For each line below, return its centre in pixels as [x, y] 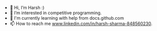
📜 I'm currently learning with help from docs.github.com [67, 18]
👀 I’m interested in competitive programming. [56, 13]
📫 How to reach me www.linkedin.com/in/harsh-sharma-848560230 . [81, 24]
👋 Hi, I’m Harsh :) [27, 8]
